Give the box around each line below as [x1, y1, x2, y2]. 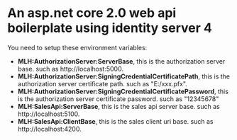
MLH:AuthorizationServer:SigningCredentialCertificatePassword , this [17, 87, 229, 95]
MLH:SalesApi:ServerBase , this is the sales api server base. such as [17, 102, 220, 110]
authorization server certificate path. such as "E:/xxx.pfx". [17, 79, 188, 88]
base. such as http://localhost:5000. [17, 64, 124, 73]
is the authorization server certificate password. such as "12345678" [17, 94, 219, 103]
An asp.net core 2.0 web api [7, 5, 177, 21]
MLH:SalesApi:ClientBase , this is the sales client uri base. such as [17, 117, 214, 125]
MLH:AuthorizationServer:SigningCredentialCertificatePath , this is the [17, 72, 231, 81]
